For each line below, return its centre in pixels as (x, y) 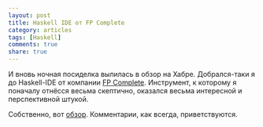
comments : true (33, 45)
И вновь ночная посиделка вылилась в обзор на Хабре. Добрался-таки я (132, 74)
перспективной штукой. (48, 99)
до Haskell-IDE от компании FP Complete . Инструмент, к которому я (122, 82)
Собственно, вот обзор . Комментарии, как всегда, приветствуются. (123, 114)
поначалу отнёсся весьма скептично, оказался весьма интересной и (125, 91)
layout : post (30, 15)
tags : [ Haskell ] (35, 37)
